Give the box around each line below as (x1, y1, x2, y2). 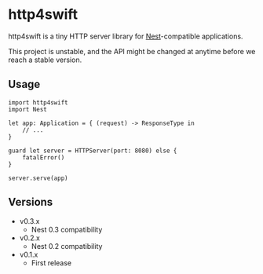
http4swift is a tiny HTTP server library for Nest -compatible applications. (8, 31, 243, 41)
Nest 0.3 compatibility (31, 225, 103, 234)
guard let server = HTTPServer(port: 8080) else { (8, 147, 177, 155)
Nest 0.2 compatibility (31, 241, 103, 250)
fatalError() (22, 153, 65, 162)
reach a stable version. (8, 55, 82, 64)
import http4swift (8, 98, 68, 107)
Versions (8, 195, 53, 209)
